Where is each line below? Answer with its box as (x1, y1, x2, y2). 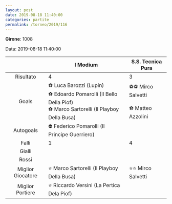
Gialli (19, 147, 32, 155)
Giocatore (13, 172, 37, 179)
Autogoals (13, 126, 38, 134)
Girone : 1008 (5, 36, 33, 42)
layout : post (5, 7, 33, 13)
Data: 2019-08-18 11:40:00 (5, 46, 61, 52)
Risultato (15, 73, 36, 80)
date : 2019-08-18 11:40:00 (5, 12, 63, 17)
